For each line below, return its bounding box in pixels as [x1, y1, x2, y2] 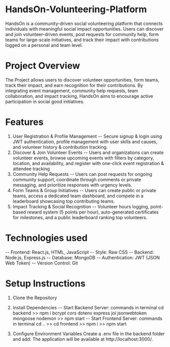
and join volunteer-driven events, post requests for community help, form [5, 31, 159, 37]
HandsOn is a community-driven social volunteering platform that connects [5, 20, 163, 26]
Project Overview [5, 60, 80, 72]
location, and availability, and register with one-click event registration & [12, 160, 164, 166]
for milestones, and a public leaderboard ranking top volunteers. [12, 214, 148, 220]
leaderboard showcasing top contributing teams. [12, 198, 115, 204]
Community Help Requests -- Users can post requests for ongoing [12, 171, 153, 177]
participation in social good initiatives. [5, 98, 85, 104]
